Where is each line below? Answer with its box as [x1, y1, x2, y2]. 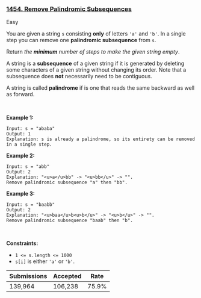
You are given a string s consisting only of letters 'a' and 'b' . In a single [6, 30, 187, 37]
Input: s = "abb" [6, 164, 50, 170]
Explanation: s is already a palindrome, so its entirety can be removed [6, 136, 196, 143]
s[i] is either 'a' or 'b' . [14, 258, 75, 265]
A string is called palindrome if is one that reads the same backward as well [6, 84, 194, 92]
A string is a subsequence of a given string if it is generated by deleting [6, 60, 185, 67]
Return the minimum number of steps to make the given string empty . [6, 48, 180, 55]
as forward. [6, 91, 35, 98]
